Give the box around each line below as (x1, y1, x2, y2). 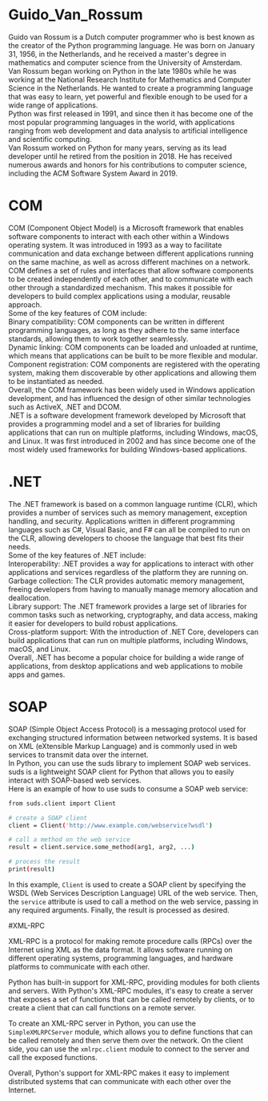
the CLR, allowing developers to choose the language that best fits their (8, 533, 244, 543)
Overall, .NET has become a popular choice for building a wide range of (8, 652, 245, 662)
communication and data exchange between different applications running (8, 249, 254, 258)
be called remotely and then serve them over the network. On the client (8, 1035, 244, 1045)
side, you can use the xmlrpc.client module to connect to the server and (8, 1044, 250, 1054)
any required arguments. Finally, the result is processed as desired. (8, 905, 230, 915)
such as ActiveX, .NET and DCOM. (8, 402, 122, 411)
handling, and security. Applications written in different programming (8, 516, 235, 526)
